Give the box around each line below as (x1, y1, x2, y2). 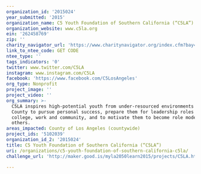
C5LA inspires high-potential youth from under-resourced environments (11, 103, 194, 109)
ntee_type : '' (6, 53, 42, 59)
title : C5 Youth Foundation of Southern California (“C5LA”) (6, 142, 162, 148)
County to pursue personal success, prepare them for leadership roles (11, 109, 194, 115)
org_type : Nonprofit (6, 81, 58, 87)
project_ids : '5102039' (6, 131, 66, 138)
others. (11, 120, 31, 126)
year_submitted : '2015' (6, 14, 66, 20)
